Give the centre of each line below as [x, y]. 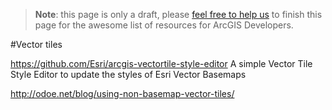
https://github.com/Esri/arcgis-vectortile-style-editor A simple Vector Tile [161, 63]
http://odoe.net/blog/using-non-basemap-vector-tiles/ [122, 93]
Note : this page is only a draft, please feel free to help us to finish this [178, 14]
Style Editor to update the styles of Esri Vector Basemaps [128, 74]
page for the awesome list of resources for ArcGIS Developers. [164, 25]
